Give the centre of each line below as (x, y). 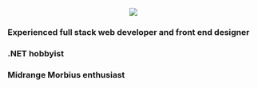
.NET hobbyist (36, 53)
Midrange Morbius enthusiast (66, 75)
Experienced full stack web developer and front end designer (129, 32)
